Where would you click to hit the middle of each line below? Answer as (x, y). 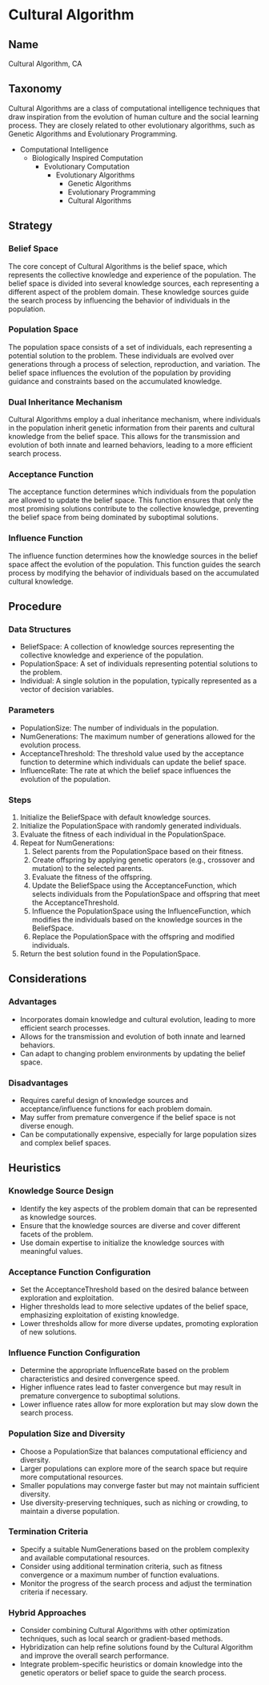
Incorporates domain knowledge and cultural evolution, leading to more (138, 1019)
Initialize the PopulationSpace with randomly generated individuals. (130, 825)
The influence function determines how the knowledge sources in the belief (133, 556)
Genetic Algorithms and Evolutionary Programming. (93, 133)
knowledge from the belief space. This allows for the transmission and (124, 437)
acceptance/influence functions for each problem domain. (116, 1109)
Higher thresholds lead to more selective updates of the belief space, (134, 1306)
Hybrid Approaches (47, 1613)
